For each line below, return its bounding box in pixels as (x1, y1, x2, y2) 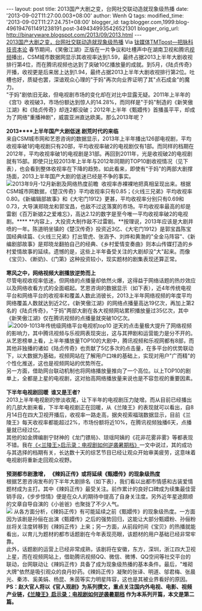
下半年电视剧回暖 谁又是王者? (6, 389, 81, 395)
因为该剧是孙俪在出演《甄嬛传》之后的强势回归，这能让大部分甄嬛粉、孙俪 (6, 515, 191, 523)
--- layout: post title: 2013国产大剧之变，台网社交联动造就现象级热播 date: (6, 5, 189, 12)
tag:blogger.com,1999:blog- (121, 19, 189, 25)
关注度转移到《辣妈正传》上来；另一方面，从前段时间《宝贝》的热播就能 (16, 523, 196, 530)
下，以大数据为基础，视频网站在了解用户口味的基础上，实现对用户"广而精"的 (6, 352, 196, 359)
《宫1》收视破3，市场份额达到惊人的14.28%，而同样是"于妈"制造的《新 (6, 99, 183, 105)
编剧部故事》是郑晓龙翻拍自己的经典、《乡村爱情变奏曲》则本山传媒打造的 (6, 240, 188, 247)
